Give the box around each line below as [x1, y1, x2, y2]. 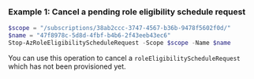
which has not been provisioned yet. [8, 62, 126, 71]
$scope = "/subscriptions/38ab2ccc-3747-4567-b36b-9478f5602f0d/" [8, 24, 231, 32]
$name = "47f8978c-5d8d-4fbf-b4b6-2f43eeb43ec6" [8, 32, 171, 39]
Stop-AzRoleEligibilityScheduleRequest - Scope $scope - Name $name [8, 39, 231, 47]
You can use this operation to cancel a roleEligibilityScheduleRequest [8, 53, 241, 62]
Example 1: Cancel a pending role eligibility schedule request [8, 6, 246, 17]
